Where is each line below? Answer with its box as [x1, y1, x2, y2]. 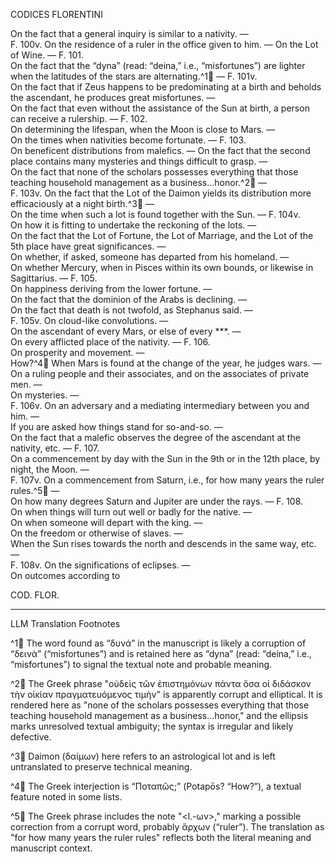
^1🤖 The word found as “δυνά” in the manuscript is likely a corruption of [10, 637, 307, 649]
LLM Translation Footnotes [10, 618, 121, 629]
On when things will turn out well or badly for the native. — [10, 506, 253, 518]
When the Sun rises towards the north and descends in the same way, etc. [10, 538, 317, 549]
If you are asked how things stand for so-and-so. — [10, 421, 223, 433]
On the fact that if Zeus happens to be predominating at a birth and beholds [10, 81, 322, 93]
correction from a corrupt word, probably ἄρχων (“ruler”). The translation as [10, 821, 325, 833]
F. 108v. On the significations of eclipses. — [10, 559, 191, 571]
